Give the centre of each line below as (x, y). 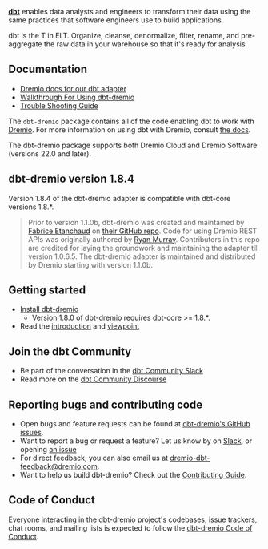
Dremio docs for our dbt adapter (73, 88)
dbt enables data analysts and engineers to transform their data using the (130, 12)
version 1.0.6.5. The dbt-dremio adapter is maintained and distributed (142, 256)
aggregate (25, 44)
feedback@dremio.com (58, 466)
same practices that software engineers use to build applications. (116, 20)
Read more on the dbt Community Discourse (93, 379)
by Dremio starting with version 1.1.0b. (90, 264)
